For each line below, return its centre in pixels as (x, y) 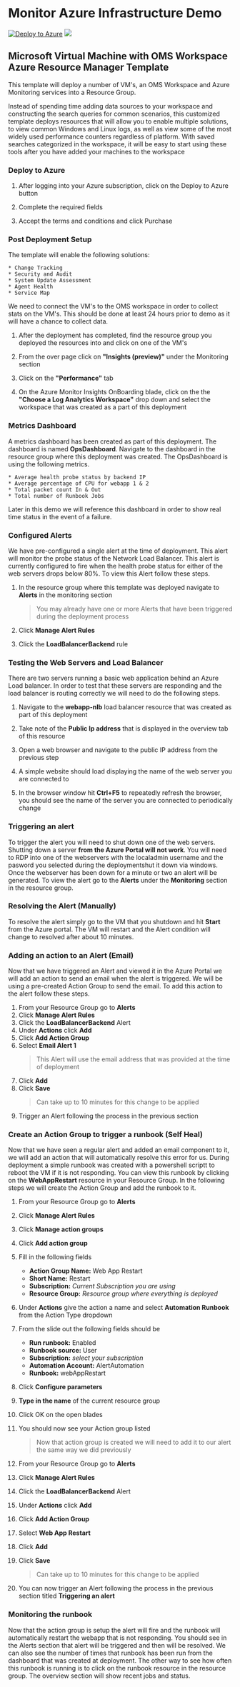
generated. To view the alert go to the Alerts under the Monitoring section (118, 880)
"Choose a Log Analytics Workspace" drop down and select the (115, 400)
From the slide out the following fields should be (89, 1329)
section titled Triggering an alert (66, 1596)
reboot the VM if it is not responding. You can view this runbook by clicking (119, 1173)
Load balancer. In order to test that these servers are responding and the (115, 686)
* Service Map (29, 293)
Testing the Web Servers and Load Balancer (86, 662)
